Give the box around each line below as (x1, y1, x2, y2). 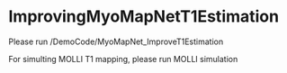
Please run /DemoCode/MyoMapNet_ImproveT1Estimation (8, 36, 224, 47)
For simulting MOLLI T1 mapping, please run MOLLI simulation (8, 53, 238, 64)
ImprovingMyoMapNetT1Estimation (8, 6, 280, 27)
